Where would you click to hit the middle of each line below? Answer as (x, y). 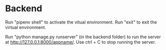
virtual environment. (26, 27)
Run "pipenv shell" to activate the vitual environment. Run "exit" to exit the (81, 22)
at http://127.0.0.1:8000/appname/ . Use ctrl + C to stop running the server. (81, 42)
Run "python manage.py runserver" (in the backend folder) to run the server (83, 37)
